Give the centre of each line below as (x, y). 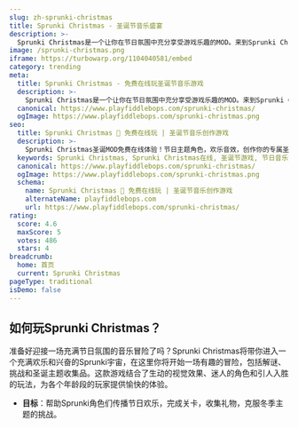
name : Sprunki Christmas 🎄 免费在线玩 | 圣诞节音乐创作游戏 (129, 191)
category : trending (45, 67)
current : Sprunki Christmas (69, 273)
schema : (31, 183)
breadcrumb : (31, 257)
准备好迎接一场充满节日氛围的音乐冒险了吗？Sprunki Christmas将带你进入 (144, 351)
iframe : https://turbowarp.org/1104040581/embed (101, 59)
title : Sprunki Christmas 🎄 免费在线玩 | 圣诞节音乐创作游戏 (123, 133)
